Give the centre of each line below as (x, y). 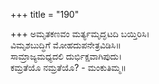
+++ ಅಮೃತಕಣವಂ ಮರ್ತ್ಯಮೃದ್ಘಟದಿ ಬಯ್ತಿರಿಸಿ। (80, 33)
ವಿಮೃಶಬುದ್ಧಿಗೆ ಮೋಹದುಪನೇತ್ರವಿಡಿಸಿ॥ (66, 45)
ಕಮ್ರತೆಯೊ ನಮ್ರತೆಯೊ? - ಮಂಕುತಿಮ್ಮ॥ (68, 67)
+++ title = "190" (45, 14)
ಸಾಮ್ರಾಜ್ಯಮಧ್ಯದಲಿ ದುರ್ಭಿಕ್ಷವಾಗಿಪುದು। (66, 56)
